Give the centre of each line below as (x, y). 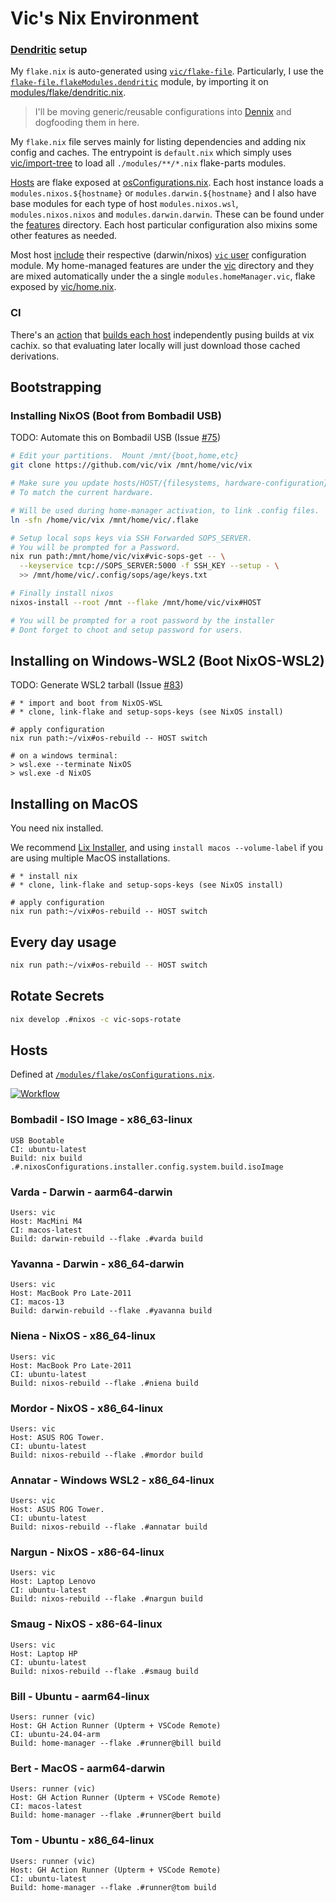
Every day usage (63, 942)
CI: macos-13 (37, 1302)
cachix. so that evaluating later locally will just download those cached (155, 345)
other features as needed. (64, 236)
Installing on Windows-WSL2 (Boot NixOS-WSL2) (167, 660)
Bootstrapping (56, 387)
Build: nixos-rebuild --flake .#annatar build (109, 1527)
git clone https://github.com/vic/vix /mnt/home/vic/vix (131, 465)
